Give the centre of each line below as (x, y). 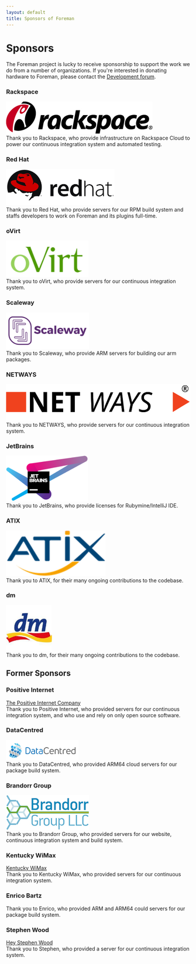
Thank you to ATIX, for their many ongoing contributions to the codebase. (95, 580)
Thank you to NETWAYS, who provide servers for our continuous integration (98, 424)
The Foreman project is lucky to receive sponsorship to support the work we (98, 64)
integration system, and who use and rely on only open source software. (93, 715)
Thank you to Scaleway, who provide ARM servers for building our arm (91, 353)
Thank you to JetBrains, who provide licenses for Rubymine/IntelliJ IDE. (92, 506)
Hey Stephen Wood (30, 942)
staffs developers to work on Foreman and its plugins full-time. (82, 216)
